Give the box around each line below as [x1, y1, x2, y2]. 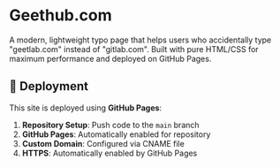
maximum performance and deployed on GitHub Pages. [9, 53, 212, 64]
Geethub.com [9, 5, 112, 26]
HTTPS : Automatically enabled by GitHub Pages [21, 148, 198, 158]
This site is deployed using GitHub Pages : [9, 102, 162, 113]
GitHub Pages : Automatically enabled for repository [21, 129, 211, 140]
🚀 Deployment [9, 79, 88, 94]
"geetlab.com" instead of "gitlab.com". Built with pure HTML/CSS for [9, 43, 259, 54]
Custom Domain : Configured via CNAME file [21, 138, 185, 148]
